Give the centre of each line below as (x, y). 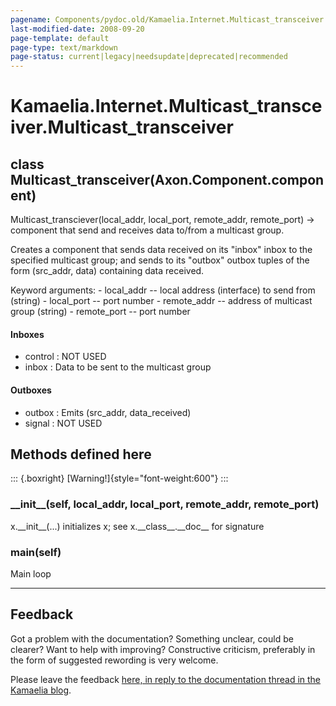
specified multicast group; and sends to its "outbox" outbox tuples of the (160, 260)
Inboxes (27, 334)
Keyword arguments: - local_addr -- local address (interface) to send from (163, 290)
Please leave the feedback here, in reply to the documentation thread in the (166, 679)
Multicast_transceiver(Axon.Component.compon (167, 179)
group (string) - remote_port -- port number (100, 312)
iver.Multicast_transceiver (122, 127)
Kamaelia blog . (41, 690)
